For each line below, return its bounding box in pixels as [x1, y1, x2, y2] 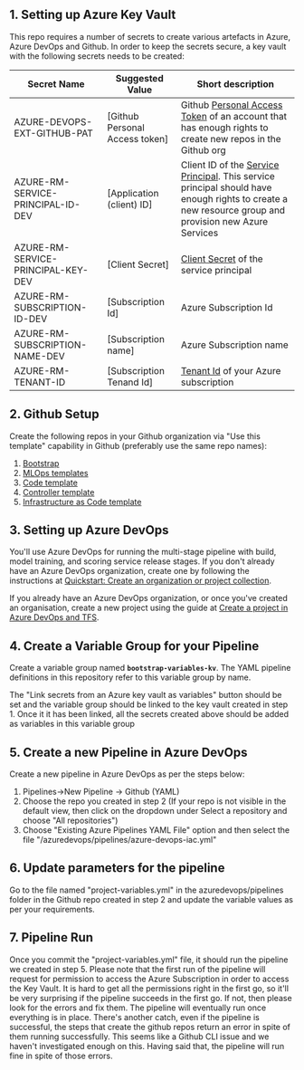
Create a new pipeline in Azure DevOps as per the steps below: [9, 769, 245, 779]
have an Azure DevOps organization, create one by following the [9, 566, 251, 577]
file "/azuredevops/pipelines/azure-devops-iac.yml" [22, 835, 217, 845]
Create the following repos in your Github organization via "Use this [9, 430, 261, 442]
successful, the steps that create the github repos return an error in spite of [9, 1021, 291, 1032]
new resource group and [180, 204, 286, 216]
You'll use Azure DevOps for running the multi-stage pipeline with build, [9, 547, 277, 558]
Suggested [115, 72, 165, 84]
